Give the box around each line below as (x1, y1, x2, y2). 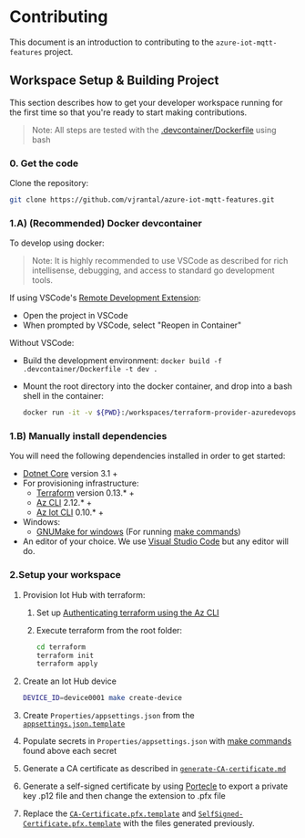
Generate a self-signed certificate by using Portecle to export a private (22, 780, 289, 791)
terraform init (36, 651, 94, 660)
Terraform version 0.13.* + (36, 487, 135, 498)
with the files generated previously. (122, 818, 255, 829)
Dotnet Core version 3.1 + (22, 468, 118, 479)
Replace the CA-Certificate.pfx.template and (22, 808, 197, 819)
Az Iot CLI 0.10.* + (36, 507, 105, 518)
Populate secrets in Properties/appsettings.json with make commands (22, 736, 292, 747)
